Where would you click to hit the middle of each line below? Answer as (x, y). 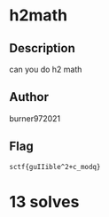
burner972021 (35, 118)
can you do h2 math (46, 69)
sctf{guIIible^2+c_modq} (55, 167)
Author (29, 97)
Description (42, 48)
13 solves (44, 201)
